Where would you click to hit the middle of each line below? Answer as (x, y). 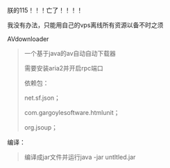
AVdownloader (28, 39)
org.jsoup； (41, 127)
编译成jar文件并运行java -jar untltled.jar (80, 157)
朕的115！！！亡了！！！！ (45, 10)
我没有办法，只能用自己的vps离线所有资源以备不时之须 (85, 25)
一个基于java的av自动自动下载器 (70, 53)
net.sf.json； (42, 98)
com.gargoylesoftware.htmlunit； (72, 113)
